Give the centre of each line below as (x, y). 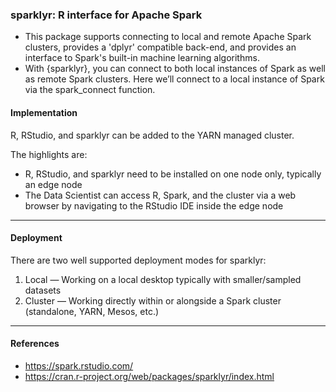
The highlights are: (49, 154)
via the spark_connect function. (90, 90)
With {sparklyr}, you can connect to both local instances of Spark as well (175, 69)
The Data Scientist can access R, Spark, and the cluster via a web (160, 195)
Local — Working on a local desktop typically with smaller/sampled (163, 279)
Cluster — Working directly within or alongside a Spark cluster (153, 300)
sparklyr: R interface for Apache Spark (106, 15)
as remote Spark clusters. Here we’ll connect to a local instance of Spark (174, 79)
